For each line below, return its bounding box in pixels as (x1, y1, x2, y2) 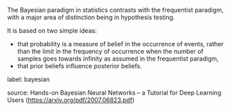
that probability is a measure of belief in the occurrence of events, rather (17, 40, 224, 48)
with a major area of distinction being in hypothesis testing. (7, 13, 175, 21)
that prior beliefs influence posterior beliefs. (17, 62, 143, 70)
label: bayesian (7, 75, 50, 83)
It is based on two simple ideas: (7, 27, 97, 34)
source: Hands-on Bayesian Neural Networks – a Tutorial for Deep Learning (7, 89, 222, 97)
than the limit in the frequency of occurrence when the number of (17, 48, 204, 55)
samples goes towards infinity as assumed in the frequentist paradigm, (17, 54, 219, 63)
